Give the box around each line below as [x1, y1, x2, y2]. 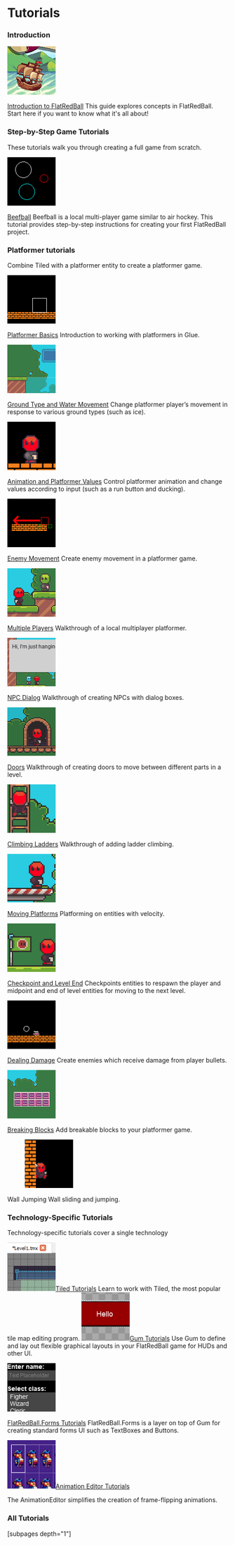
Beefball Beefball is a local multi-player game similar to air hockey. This [7, 213, 213, 221]
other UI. [7, 1349, 33, 1358]
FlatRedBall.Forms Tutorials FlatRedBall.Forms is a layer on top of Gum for [7, 1419, 221, 1427]
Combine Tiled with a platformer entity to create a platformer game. [7, 261, 203, 270]
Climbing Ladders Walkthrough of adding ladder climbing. [7, 840, 174, 849]
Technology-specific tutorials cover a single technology [7, 1229, 168, 1237]
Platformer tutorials [7, 245, 76, 255]
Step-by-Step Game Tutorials [7, 127, 109, 137]
